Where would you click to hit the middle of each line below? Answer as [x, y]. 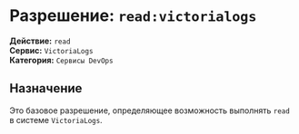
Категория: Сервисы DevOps [61, 60]
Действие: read [40, 41]
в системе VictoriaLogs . [56, 120]
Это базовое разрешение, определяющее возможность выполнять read [150, 110]
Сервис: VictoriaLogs [51, 50]
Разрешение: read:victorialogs [133, 16]
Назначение [46, 88]
